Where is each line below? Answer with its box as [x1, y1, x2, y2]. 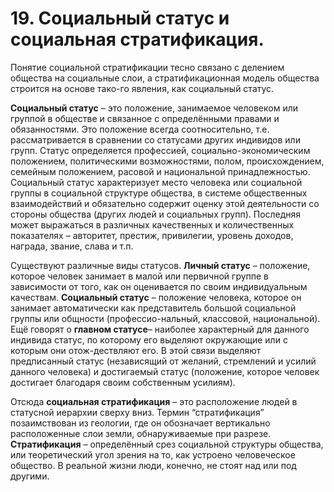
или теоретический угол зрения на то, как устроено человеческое [10, 448, 296, 461]
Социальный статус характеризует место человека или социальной [10, 176, 303, 188]
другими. [10, 470, 50, 482]
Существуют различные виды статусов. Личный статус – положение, [10, 259, 311, 271]
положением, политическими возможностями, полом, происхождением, [10, 155, 325, 167]
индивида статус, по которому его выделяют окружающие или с [10, 333, 288, 346]
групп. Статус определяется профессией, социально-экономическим [10, 144, 311, 156]
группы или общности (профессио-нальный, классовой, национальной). [10, 312, 321, 324]
